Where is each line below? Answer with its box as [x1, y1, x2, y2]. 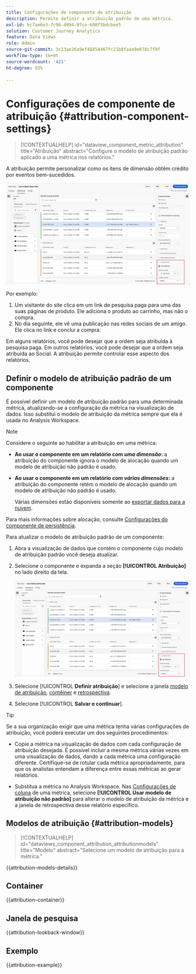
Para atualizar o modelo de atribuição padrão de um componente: [6, 533, 164, 540]
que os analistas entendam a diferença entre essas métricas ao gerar [14, 765, 181, 772]
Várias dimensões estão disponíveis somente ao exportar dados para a [14, 498, 185, 505]
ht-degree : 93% [6, 65, 43, 71]
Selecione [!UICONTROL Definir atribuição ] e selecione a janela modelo [14, 683, 188, 690]
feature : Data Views [6, 34, 57, 40]
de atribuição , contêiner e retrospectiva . [14, 688, 111, 696]
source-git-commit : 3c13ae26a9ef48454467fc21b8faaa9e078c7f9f [6, 47, 160, 53]
